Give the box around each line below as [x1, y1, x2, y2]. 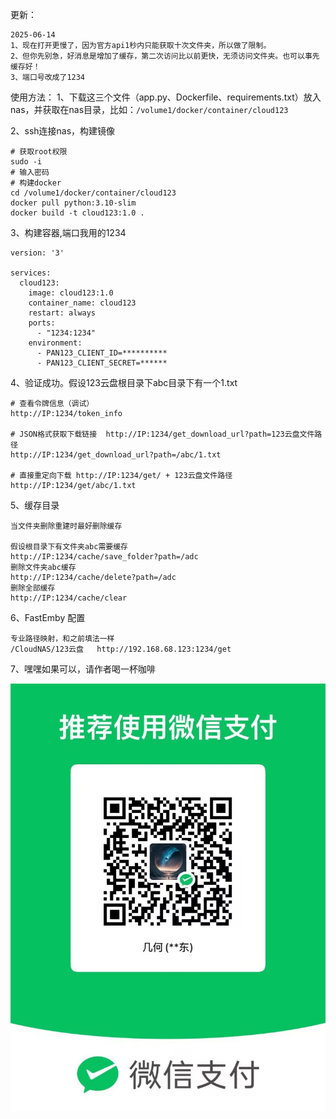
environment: [28, 338, 83, 348]
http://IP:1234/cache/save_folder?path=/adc [10, 552, 199, 562]
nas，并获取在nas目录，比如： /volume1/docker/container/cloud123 [10, 104, 289, 115]
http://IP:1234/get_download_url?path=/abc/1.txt [10, 450, 222, 460]
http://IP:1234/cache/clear [10, 593, 128, 603]
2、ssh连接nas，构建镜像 [10, 125, 116, 137]
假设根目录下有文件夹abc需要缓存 [10, 542, 128, 552]
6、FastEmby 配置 [10, 612, 86, 623]
